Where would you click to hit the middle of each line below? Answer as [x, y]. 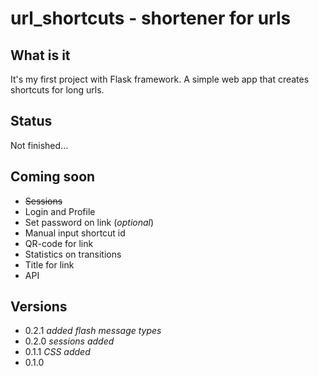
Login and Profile [60, 211]
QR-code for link [59, 243]
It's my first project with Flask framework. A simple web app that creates [160, 79]
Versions [39, 307]
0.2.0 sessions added [69, 341]
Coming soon [53, 177]
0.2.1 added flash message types [93, 331]
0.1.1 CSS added [57, 352]
